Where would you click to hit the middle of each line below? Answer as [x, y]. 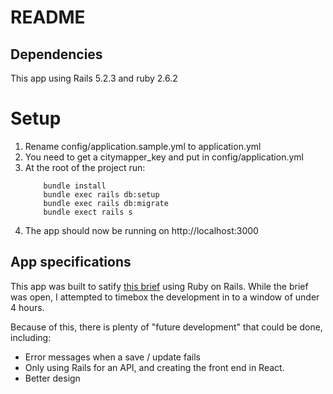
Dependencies [56, 54]
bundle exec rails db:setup [101, 194]
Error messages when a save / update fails [112, 357]
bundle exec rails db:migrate [106, 203]
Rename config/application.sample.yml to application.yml [143, 146]
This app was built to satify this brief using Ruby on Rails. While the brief [159, 286]
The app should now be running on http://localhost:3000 [141, 230]
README [48, 17]
